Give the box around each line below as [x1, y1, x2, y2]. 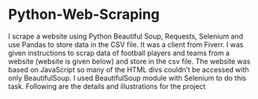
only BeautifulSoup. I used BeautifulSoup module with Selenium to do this [8, 73, 246, 82]
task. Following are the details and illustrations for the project [8, 81, 206, 91]
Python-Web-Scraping [8, 5, 160, 24]
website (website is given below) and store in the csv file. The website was [8, 57, 251, 66]
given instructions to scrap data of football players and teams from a [8, 48, 230, 57]
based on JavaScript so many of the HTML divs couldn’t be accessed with [8, 64, 249, 74]
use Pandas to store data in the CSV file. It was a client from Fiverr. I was [8, 39, 244, 49]
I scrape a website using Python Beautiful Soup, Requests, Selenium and [8, 31, 244, 41]
